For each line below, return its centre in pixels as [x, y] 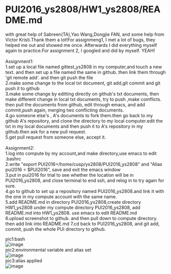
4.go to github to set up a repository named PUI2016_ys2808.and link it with [85, 191]
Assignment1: [19, 61]
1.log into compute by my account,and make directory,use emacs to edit [81, 153]
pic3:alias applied [24, 260]
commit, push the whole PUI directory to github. [56, 229]
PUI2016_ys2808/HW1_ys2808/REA [83, 9]
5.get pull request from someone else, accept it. [56, 137]
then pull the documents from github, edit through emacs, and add [75, 104]
